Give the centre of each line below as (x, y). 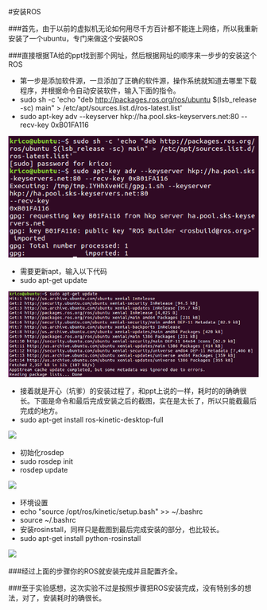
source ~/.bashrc (48, 520)
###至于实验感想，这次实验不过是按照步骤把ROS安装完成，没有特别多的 (126, 588)
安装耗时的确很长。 (74, 598)
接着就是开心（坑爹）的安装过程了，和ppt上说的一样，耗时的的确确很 (133, 391)
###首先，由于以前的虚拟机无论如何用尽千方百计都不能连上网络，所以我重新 (133, 29)
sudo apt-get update (53, 280)
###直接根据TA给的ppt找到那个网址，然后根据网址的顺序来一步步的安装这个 (132, 55)
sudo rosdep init (46, 461)
